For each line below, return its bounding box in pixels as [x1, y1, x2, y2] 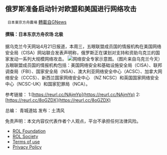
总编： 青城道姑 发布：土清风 [5, 107, 65, 113]
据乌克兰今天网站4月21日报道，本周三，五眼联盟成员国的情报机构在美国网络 [5, 43, 161, 49]
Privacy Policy [12, 144, 42, 150]
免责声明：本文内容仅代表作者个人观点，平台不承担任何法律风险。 [5, 118, 141, 124]
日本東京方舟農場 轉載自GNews [7, 19, 66, 25]
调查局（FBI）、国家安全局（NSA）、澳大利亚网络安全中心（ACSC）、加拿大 [5, 68, 158, 74]
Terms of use [12, 139, 40, 145]
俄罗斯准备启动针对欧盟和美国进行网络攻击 [5, 4, 136, 13]
